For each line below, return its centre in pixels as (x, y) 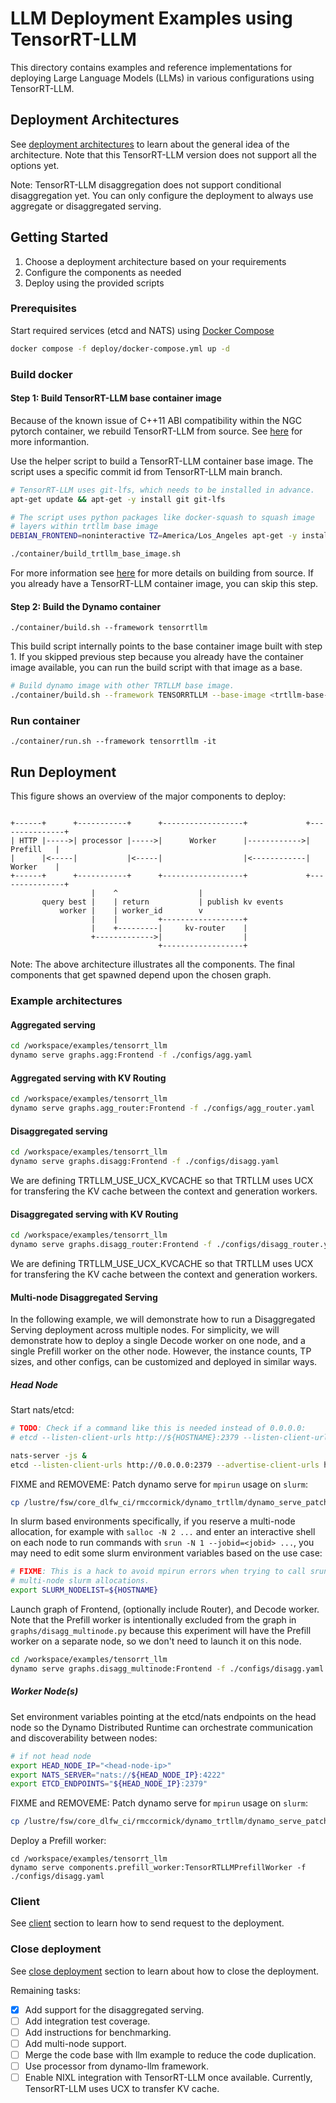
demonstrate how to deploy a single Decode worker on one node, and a (158, 1341)
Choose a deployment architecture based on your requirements (155, 261)
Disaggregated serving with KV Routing (94, 1214)
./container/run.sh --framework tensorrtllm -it (113, 742)
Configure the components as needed (103, 272)
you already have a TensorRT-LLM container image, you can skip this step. (164, 584)
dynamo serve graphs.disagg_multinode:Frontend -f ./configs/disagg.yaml (167, 1668)
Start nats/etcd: (42, 1410)
